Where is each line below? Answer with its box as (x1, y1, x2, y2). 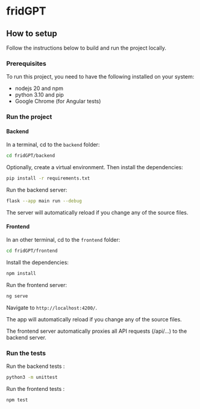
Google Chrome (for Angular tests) (14, 98, 101, 105)
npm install (6, 271, 36, 277)
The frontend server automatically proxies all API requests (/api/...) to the (6, 327, 187, 335)
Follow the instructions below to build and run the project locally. (6, 44, 167, 51)
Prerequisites (6, 59, 46, 68)
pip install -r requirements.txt (6, 175, 90, 182)
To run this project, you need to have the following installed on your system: (6, 73, 195, 80)
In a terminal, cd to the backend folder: (6, 141, 100, 149)
